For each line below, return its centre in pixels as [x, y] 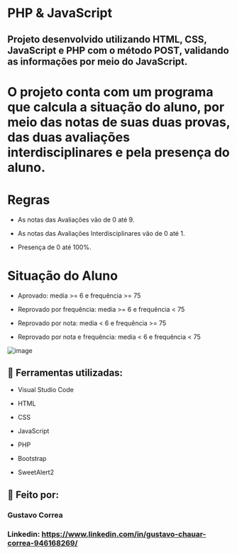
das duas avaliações [68, 137]
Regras [29, 200]
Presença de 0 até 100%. [54, 247]
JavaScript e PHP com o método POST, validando [118, 50]
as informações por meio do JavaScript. [98, 61]
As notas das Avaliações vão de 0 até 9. [76, 219]
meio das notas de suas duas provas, [119, 122]
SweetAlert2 [36, 472]
